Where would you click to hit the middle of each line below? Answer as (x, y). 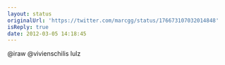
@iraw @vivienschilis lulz (44, 54)
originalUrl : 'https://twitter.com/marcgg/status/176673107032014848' (113, 20)
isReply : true (28, 27)
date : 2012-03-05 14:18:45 (47, 34)
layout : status (30, 14)
